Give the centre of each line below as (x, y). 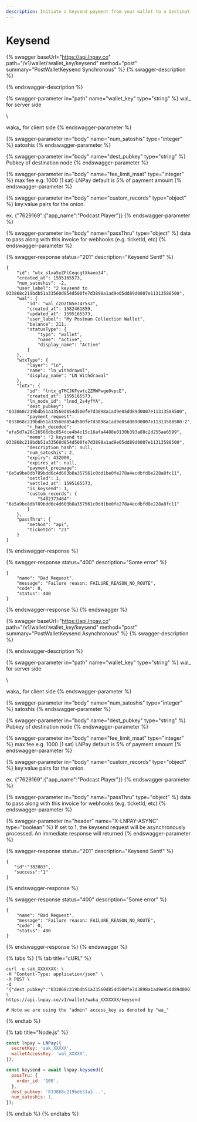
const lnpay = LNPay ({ (34, 1043)
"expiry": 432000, (50, 458)
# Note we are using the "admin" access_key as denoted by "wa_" (87, 1010)
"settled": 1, (44, 478)
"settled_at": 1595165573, (60, 483)
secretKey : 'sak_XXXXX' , (42, 1049)
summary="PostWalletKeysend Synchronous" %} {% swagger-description (96, 69)
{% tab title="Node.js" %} (37, 1032)
